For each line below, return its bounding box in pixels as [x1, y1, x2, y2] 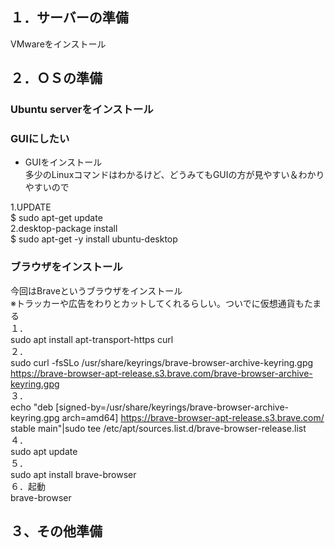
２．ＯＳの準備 [10, 70, 103, 87]
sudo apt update [10, 445, 78, 457]
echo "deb [10, 401, 54, 413]
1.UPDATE [10, 201, 52, 213]
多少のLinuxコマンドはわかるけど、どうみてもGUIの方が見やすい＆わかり [24, 169, 325, 181]
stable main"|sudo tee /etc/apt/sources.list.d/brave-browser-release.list [10, 422, 307, 434]
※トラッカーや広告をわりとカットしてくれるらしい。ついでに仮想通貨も [10, 297, 305, 309]
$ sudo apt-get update [10, 212, 103, 224]
